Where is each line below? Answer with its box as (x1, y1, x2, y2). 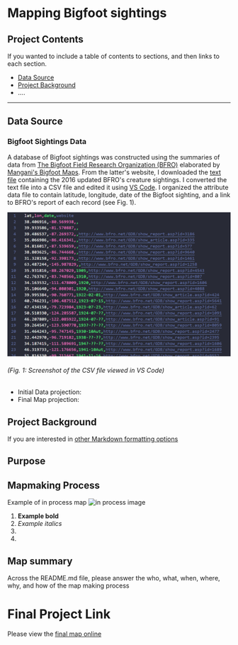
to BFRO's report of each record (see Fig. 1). (7, 198, 137, 206)
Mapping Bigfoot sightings (7, 5, 167, 21)
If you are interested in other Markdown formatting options (7, 434, 178, 444)
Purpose (7, 455, 46, 467)
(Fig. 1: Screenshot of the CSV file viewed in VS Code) (7, 366, 165, 374)
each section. (7, 60, 47, 68)
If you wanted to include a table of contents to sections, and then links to (7, 52, 220, 60)
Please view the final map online (7, 629, 102, 638)
